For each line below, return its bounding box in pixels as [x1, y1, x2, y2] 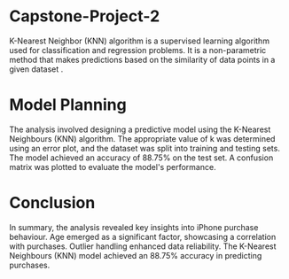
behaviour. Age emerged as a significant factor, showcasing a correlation [9, 231, 277, 242]
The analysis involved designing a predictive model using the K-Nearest [9, 124, 271, 135]
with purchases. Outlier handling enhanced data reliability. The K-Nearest [9, 241, 277, 252]
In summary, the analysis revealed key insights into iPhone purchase [9, 221, 259, 232]
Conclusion [9, 193, 96, 213]
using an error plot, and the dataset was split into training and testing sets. [9, 143, 281, 153]
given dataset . [9, 64, 64, 74]
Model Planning [9, 95, 127, 115]
